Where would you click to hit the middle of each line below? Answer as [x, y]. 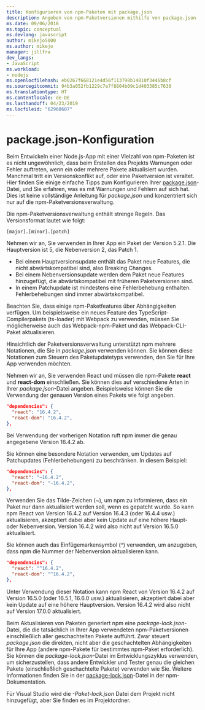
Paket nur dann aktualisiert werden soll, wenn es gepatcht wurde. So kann [100, 507]
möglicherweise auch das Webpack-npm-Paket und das [77, 326]
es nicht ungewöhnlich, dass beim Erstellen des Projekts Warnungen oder [99, 163]
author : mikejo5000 [31, 41]
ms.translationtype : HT [37, 92]
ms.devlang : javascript [37, 35]
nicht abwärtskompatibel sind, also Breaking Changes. [84, 268]
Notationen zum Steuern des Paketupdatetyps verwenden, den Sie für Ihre [101, 357]
